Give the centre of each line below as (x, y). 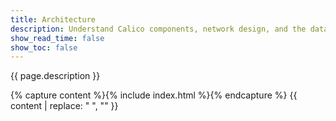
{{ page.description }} (55, 76)
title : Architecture (53, 19)
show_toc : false (44, 47)
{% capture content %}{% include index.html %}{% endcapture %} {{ (154, 95)
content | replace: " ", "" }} (64, 106)
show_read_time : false (57, 38)
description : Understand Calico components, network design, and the (158, 29)
